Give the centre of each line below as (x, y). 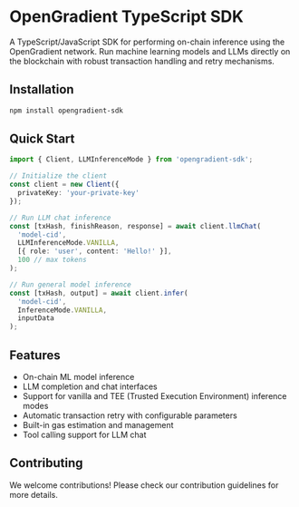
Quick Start (42, 139)
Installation (42, 89)
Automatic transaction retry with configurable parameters (130, 415)
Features (35, 355)
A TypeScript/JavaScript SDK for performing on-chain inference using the (147, 42)
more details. (34, 494)
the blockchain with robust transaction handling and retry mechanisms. (142, 61)
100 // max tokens (53, 260)
